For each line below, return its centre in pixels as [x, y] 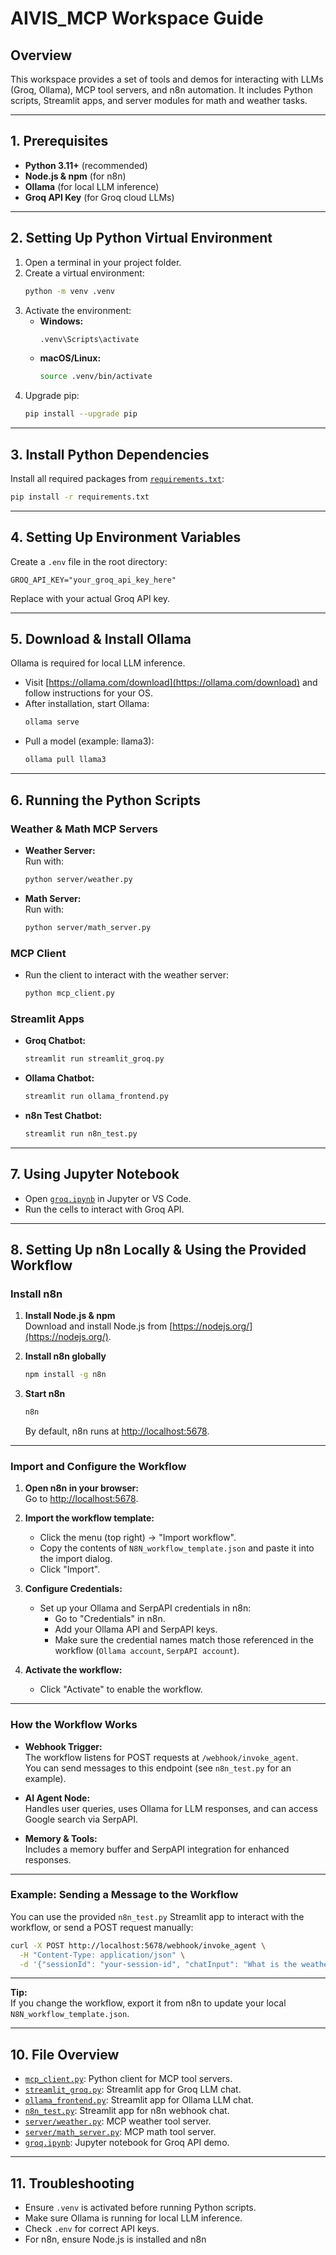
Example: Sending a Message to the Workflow [124, 1895]
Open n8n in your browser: [81, 1488]
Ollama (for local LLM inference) [92, 186]
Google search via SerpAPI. [81, 1819]
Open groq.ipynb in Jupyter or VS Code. [108, 1198]
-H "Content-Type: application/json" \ [102, 1955]
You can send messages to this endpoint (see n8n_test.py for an [158, 1768]
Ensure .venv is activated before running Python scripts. [140, 2208]
